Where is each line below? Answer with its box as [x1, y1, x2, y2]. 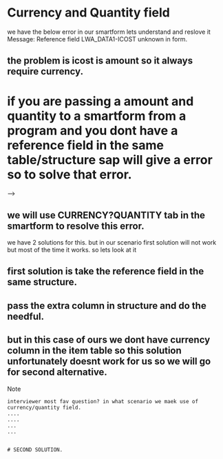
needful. [7, 310, 45, 322]
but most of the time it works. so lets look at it [7, 246, 136, 254]
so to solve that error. [7, 167, 132, 182]
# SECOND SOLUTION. [7, 446, 63, 453]
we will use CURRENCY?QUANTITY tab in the [7, 209, 205, 221]
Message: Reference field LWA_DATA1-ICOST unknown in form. [7, 34, 188, 43]
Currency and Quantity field [7, 5, 170, 21]
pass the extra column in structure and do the [7, 300, 206, 312]
